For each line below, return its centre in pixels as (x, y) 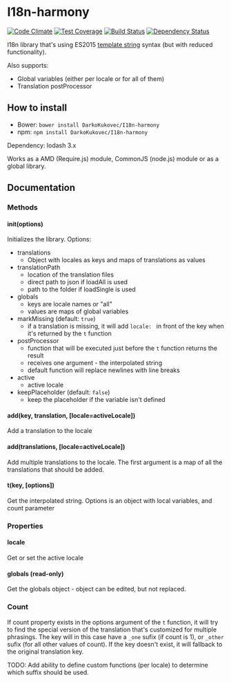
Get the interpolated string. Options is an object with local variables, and (110, 500)
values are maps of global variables (78, 311)
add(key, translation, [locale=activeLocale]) (71, 415)
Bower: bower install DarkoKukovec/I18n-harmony (88, 125)
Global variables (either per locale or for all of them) (91, 79)
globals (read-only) (36, 573)
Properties (25, 526)
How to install (37, 108)
